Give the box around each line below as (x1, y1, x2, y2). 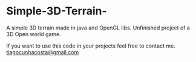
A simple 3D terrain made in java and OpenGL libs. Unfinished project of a (6, 24, 191, 31)
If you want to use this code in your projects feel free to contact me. (6, 42, 175, 49)
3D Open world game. (6, 30, 62, 37)
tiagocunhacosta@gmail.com (6, 48, 79, 55)
